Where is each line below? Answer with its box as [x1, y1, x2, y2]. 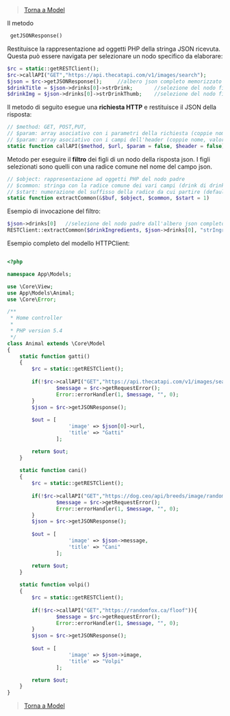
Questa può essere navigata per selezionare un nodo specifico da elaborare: [7, 51, 223, 60]
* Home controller [10, 314, 63, 321]
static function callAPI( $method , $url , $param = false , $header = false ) [7, 143, 225, 149]
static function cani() [19, 467, 88, 474]
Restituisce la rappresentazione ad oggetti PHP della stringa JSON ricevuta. [7, 45, 221, 53]
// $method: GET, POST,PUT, [7, 123, 88, 131]
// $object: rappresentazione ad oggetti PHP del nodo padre [7, 175, 186, 182]
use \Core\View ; [7, 283, 53, 290]
